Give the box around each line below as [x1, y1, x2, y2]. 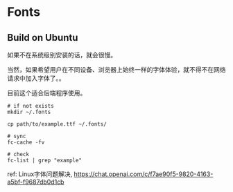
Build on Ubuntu [7, 32, 78, 44]
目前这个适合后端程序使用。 [7, 89, 87, 97]
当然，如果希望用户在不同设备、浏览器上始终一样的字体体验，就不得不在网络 [7, 66, 226, 73]
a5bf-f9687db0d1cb [7, 177, 64, 186]
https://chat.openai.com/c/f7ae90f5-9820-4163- [74, 170, 214, 178]
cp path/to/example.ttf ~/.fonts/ [7, 121, 107, 128]
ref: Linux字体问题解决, [7, 170, 73, 178]
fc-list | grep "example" [7, 157, 82, 164]
